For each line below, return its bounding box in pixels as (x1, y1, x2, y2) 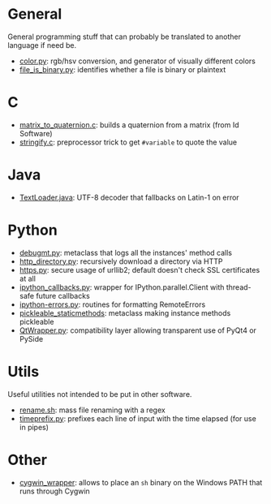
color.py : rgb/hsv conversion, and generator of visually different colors (19, 56, 256, 66)
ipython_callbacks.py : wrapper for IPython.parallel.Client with (19, 282, 225, 292)
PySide (19, 334, 44, 343)
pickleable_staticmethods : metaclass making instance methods (19, 308, 231, 317)
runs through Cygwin (19, 486, 90, 496)
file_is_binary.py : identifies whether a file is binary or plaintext (19, 64, 226, 74)
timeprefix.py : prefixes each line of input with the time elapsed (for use (19, 413, 256, 423)
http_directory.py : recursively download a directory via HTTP (19, 256, 223, 266)
